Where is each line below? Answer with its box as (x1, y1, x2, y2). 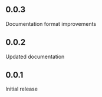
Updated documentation (5, 53, 65, 60)
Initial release (5, 85, 38, 93)
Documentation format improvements (5, 20, 97, 27)
